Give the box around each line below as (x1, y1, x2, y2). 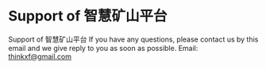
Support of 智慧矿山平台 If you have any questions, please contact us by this (8, 34, 259, 44)
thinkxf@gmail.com (8, 52, 72, 61)
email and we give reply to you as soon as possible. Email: (8, 43, 199, 53)
